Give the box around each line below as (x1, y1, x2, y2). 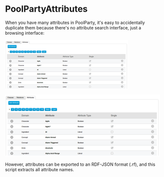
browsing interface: (5, 30, 45, 36)
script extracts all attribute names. (5, 167, 75, 173)
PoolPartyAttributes (5, 3, 88, 15)
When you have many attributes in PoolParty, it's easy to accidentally (5, 20, 145, 25)
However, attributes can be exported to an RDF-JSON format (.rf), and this (5, 161, 156, 167)
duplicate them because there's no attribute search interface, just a (5, 24, 141, 30)
